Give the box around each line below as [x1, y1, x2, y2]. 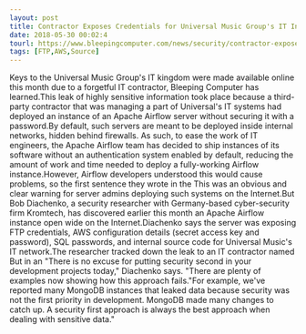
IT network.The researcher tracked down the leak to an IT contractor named [9, 247, 295, 258]
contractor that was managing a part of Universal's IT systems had [31, 101, 282, 112]
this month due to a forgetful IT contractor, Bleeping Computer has [9, 82, 260, 93]
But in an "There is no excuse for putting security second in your [9, 256, 252, 267]
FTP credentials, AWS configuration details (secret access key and [9, 227, 260, 238]
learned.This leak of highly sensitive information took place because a [9, 92, 272, 103]
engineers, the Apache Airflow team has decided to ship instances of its [9, 140, 280, 151]
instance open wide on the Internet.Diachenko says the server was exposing [9, 218, 297, 228]
